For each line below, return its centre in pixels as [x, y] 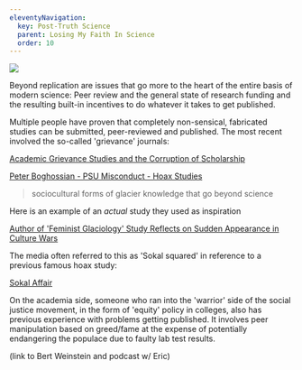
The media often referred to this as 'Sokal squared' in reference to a [135, 256]
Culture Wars [34, 238]
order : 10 [36, 43]
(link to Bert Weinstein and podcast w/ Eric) [90, 356]
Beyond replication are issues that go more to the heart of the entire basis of [151, 86]
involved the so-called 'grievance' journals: [89, 142]
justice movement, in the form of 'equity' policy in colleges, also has [136, 310]
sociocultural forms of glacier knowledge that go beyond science [152, 194]
